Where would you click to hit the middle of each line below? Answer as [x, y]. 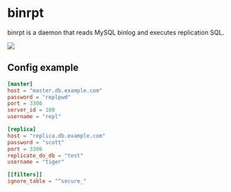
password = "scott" [36, 142]
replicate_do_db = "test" [45, 155]
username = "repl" [34, 117]
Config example [43, 68]
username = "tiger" [36, 162]
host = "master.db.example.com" [55, 90]
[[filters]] [25, 175]
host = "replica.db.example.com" [57, 136]
